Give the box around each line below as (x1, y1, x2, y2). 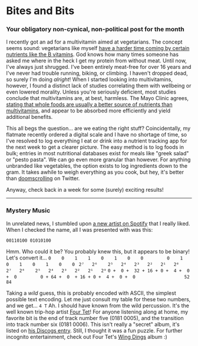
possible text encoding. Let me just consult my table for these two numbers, (6, 295, 191, 302)
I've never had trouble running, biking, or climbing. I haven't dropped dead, (6, 69, 188, 77)
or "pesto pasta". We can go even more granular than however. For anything (6, 156, 191, 163)
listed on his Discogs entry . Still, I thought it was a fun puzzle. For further (6, 327, 183, 334)
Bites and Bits (6, 4, 75, 18)
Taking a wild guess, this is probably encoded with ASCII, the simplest (6, 290, 176, 297)
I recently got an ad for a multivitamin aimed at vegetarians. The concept (6, 38, 183, 45)
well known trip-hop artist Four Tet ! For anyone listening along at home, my (6, 308, 189, 315)
